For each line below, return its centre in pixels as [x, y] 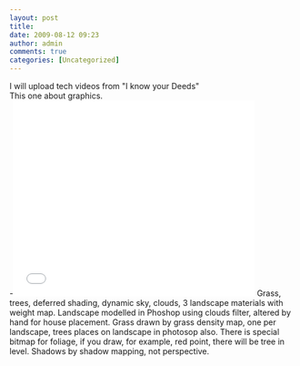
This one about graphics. [56, 96]
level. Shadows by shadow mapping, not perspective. [110, 351]
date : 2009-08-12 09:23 [55, 35]
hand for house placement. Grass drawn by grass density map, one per [143, 322]
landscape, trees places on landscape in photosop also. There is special [145, 332]
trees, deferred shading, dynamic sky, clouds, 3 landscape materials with [146, 303]
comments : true [38, 52]
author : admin [36, 43]
